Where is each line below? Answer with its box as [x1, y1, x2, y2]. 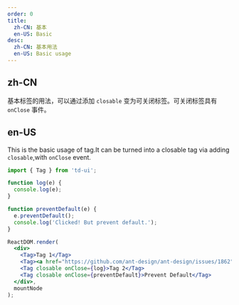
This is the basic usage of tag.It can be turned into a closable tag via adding [7, 145, 230, 154]
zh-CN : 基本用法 [14, 43, 58, 51]
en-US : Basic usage [14, 51, 72, 58]
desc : [7, 37, 23, 44]
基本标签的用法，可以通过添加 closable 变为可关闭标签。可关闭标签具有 [7, 96, 218, 105]
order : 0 [7, 10, 33, 18]
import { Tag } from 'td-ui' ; [7, 167, 97, 174]
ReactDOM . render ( [7, 238, 59, 246]
